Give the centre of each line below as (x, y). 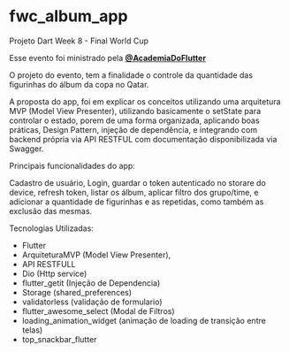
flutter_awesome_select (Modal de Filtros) (98, 311)
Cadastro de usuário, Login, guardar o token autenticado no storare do (138, 182)
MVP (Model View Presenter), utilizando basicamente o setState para (135, 111)
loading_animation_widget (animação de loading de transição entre (144, 320)
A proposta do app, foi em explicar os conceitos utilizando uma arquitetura (145, 101)
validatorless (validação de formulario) (92, 302)
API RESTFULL (49, 264)
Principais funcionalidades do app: (72, 165)
